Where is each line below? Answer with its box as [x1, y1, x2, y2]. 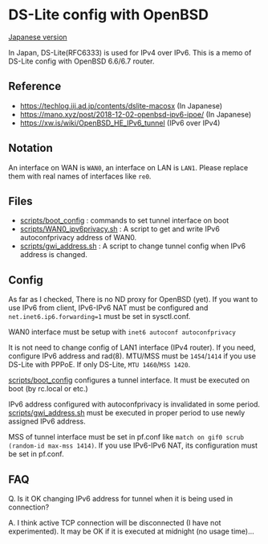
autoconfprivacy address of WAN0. [19, 233, 137, 243]
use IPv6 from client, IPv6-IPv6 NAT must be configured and [8, 303, 209, 313]
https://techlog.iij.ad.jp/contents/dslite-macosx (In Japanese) [19, 100, 223, 110]
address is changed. [19, 250, 88, 260]
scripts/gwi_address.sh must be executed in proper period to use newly [8, 408, 246, 418]
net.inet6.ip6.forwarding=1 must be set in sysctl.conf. [8, 312, 191, 321]
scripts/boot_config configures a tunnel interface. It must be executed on [8, 375, 250, 385]
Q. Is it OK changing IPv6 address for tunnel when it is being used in [8, 494, 233, 503]
